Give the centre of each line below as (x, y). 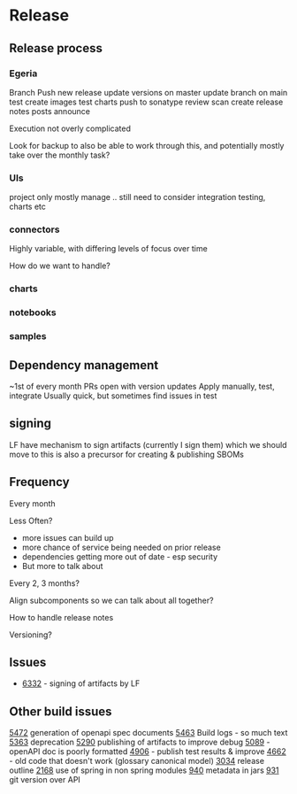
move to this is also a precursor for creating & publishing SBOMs (127, 454)
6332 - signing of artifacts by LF (81, 683)
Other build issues (61, 711)
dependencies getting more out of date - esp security (120, 556)
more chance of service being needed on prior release (121, 547)
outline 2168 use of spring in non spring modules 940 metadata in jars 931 (144, 770)
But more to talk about (62, 566)
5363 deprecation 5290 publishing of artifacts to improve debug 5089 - (140, 742)
